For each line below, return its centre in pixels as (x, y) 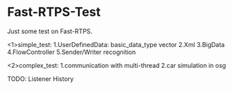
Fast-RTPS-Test (54, 12)
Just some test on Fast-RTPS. (50, 31)
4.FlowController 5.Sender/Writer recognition (72, 52)
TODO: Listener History (41, 79)
